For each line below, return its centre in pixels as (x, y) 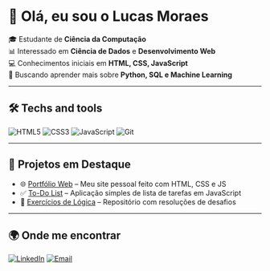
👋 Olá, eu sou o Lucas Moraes (108, 16)
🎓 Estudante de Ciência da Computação (77, 38)
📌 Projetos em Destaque (70, 165)
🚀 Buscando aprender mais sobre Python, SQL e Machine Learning (121, 75)
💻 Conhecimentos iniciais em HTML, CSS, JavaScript (98, 63)
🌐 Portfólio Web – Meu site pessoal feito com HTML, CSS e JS (123, 184)
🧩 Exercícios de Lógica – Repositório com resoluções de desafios (128, 202)
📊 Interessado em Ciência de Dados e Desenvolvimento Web (112, 51)
